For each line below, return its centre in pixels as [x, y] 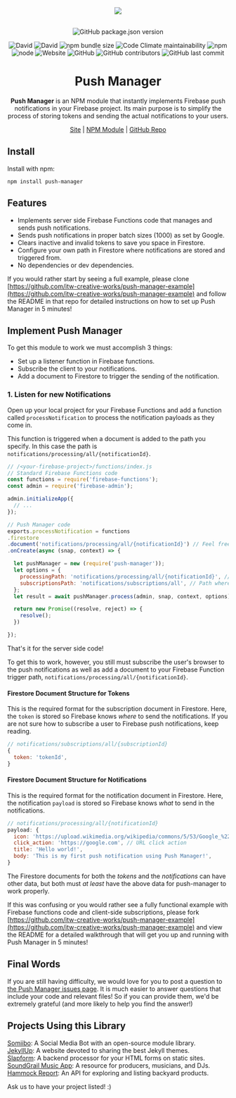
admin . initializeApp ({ [40, 499]
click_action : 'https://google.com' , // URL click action [100, 843]
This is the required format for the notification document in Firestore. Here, [115, 795]
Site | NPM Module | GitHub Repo [118, 129]
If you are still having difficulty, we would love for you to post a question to [115, 981]
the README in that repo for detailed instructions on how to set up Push [111, 301]
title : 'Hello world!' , [48, 850]
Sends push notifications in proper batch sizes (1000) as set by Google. [121, 235]
